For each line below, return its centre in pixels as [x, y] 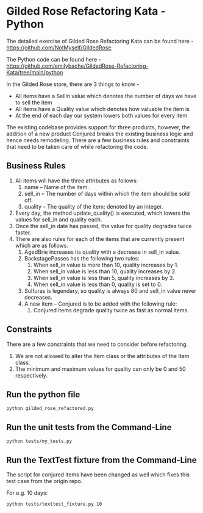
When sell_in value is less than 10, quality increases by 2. [105, 271]
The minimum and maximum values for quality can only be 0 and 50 [100, 369]
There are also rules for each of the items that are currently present [100, 239]
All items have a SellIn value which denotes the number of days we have [106, 96]
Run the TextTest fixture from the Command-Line [101, 460]
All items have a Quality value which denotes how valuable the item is [102, 109]
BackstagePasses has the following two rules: [82, 258]
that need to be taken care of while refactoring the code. [77, 146]
